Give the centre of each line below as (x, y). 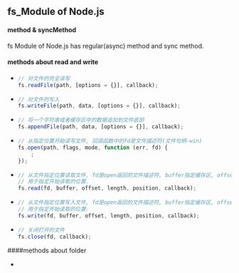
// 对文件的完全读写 (44, 78)
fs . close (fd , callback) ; (54, 237)
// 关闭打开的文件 (41, 230)
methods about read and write (53, 62)
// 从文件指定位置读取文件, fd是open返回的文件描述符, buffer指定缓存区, (116, 175)
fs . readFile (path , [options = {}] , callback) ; (88, 85)
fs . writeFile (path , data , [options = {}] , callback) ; (99, 106)
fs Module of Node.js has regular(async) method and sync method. (106, 46)
